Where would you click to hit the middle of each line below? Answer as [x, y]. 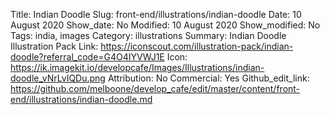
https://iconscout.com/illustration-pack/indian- [197, 46]
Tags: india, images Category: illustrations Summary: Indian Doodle [148, 35]
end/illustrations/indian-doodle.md [81, 99]
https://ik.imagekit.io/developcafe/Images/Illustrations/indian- [137, 67]
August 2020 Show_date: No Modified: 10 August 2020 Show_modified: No [165, 25]
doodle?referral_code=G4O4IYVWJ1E [87, 57]
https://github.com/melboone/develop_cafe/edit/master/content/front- [155, 88]
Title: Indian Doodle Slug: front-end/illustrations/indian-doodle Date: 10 [156, 14]
